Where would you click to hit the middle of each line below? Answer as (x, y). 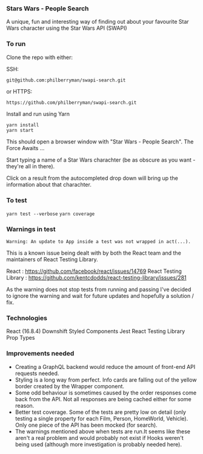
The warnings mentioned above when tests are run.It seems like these (103, 431)
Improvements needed (40, 354)
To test (17, 200)
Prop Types (21, 338)
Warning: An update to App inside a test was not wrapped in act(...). (98, 242)
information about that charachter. (49, 184)
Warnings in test (31, 229)
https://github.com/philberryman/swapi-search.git (72, 102)
